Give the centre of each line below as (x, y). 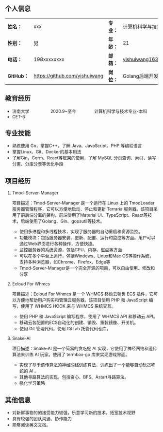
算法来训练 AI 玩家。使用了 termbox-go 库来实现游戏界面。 (71, 355)
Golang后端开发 (141, 76)
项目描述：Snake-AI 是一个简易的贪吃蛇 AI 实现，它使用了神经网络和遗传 (85, 348)
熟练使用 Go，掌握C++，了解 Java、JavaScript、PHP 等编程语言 (77, 146)
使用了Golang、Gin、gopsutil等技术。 (67, 221)
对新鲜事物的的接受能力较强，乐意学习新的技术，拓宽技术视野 (74, 413)
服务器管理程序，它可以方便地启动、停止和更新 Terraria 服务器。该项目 (83, 209)
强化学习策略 (32, 383)
